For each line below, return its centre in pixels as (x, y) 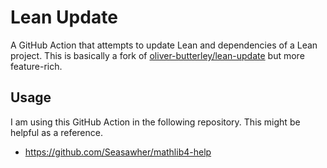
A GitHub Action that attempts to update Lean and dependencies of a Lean (164, 45)
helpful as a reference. (56, 132)
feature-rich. (36, 66)
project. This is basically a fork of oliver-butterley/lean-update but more (157, 55)
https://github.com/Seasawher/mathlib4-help (118, 152)
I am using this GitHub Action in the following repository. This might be (155, 122)
